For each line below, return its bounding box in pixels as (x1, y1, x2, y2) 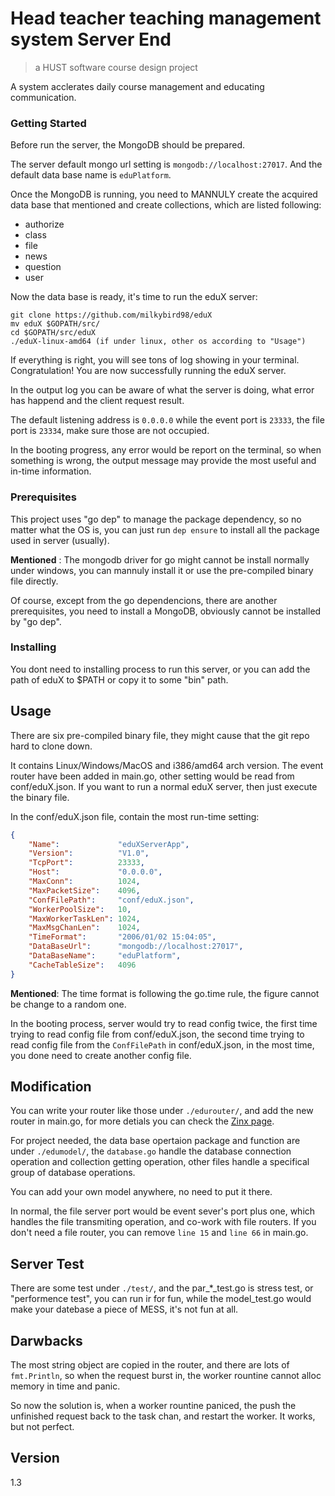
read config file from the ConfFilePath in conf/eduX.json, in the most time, (10, 1038, 315, 1051)
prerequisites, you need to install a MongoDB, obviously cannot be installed (10, 605, 322, 617)
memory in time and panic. (10, 1380, 121, 1392)
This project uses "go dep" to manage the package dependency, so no (10, 513, 302, 525)
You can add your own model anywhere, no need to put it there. (10, 1186, 273, 1198)
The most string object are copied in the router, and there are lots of (10, 1359, 290, 1371)
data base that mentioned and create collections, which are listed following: (10, 199, 322, 211)
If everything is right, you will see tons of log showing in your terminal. (10, 354, 300, 366)
